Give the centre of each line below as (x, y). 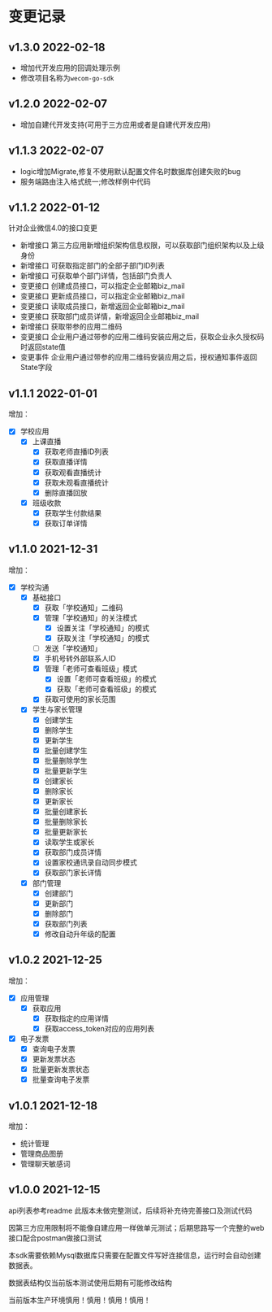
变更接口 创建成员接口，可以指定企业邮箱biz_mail (102, 286)
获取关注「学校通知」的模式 (103, 638)
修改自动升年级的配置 (80, 934)
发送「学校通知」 (73, 648)
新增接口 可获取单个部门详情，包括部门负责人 (96, 276)
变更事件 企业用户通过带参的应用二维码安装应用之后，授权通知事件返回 (138, 357)
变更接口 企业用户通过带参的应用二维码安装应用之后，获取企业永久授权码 (142, 337)
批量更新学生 (66, 770)
